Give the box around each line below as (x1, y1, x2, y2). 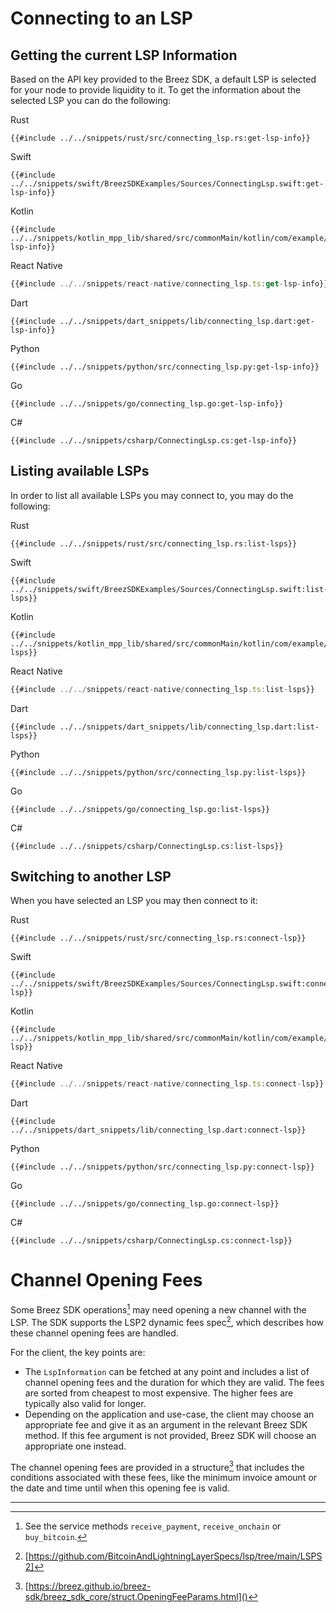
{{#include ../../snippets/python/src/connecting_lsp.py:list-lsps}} (10, 767, 307, 777)
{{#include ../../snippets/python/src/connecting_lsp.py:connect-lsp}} (10, 1162, 315, 1172)
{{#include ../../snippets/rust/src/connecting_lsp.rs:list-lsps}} (10, 538, 298, 549)
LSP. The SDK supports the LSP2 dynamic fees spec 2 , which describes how (10, 1314, 324, 1328)
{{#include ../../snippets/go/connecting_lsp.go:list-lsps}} (10, 804, 271, 814)
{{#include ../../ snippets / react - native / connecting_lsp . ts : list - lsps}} (10, 684, 315, 694)
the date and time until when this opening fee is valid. (10, 1482, 230, 1494)
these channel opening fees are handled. (10, 1327, 179, 1339)
